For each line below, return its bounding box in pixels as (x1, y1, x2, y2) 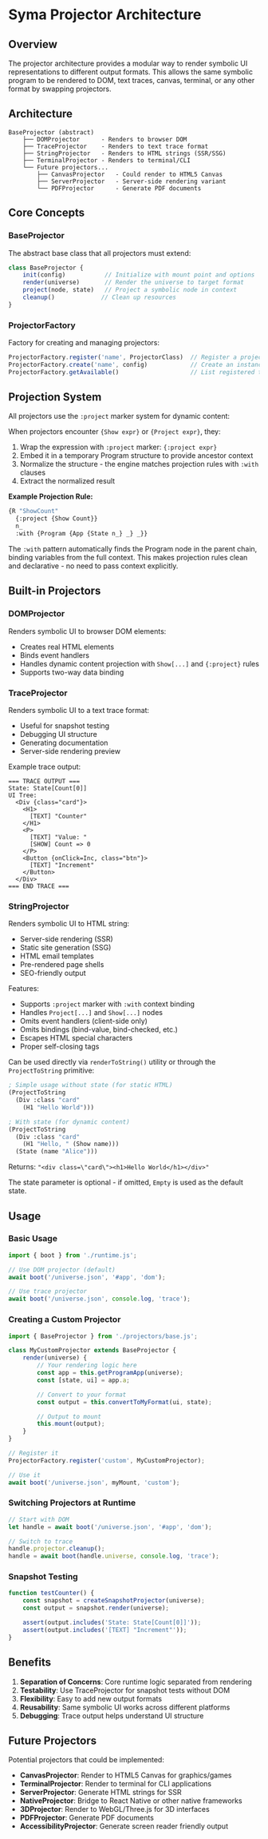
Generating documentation (19, 738, 108, 747)
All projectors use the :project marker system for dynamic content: (8, 412, 230, 421)
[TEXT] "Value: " (29, 833, 88, 841)
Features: (8, 984, 40, 993)
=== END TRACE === (8, 882, 69, 890)
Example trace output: (8, 762, 81, 771)
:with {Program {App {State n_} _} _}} (15, 530, 148, 538)
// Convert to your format (37, 1391, 127, 1399)
